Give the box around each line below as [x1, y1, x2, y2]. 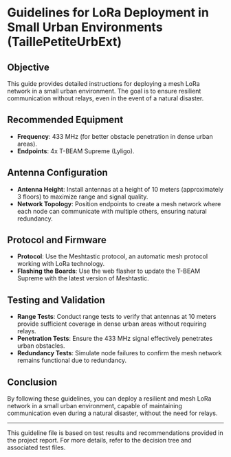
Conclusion [7, 376, 58, 388]
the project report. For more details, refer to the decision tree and [7, 436, 192, 445]
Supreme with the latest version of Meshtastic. [16, 274, 149, 282]
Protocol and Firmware [7, 234, 107, 246]
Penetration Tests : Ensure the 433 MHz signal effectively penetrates [16, 335, 213, 343]
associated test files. [7, 443, 66, 452]
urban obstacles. [16, 342, 65, 350]
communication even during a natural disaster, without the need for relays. [7, 409, 218, 417]
